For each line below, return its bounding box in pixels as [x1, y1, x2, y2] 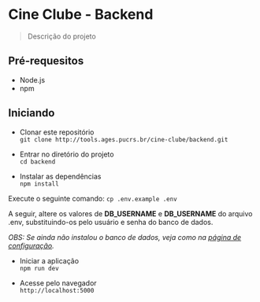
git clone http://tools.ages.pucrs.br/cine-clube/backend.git [19, 135, 228, 143]
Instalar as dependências [19, 171, 102, 181]
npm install [19, 179, 59, 188]
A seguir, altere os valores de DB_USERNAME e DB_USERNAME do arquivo [8, 208, 253, 218]
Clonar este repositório [19, 127, 95, 137]
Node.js [19, 75, 46, 84]
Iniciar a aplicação [19, 256, 80, 265]
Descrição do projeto [27, 31, 96, 41]
